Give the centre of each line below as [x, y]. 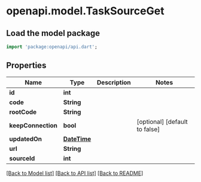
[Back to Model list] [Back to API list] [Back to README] [75, 173]
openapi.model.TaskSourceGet [85, 11]
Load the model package [53, 33]
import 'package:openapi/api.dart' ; [52, 47]
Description [114, 82]
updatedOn [26, 139]
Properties [26, 66]
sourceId [22, 158]
